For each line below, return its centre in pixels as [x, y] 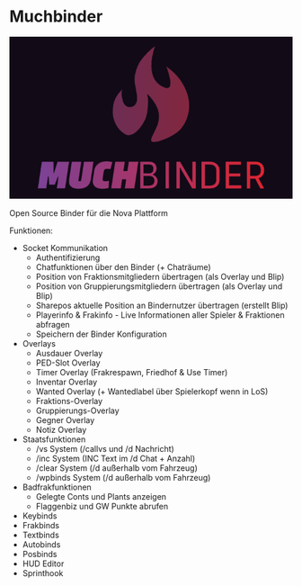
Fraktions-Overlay [69, 401]
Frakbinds [41, 525]
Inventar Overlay [67, 382]
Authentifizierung [68, 257]
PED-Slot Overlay [68, 363]
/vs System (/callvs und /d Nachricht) [105, 448]
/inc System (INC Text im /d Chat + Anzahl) [115, 458]
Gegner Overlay [65, 419]
